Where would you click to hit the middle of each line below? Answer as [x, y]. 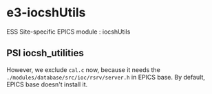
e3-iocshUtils [46, 13]
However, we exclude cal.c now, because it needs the [84, 69]
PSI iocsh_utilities [45, 53]
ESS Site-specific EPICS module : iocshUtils [68, 32]
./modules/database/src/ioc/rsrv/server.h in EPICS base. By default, [106, 77]
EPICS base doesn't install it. [47, 84]
